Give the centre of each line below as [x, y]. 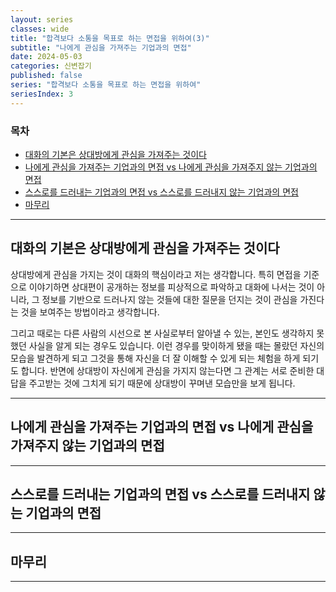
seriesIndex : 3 [42, 94]
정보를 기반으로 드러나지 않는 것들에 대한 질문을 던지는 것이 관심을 [169, 299]
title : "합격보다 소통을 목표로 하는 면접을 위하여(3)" [110, 38]
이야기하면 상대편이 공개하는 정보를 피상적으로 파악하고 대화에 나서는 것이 [171, 287]
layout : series [42, 19]
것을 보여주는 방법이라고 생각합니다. [90, 312]
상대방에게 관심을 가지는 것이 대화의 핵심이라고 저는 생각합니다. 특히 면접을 [156, 274]
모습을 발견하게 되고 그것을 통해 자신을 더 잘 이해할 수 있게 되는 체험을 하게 [155, 358]
